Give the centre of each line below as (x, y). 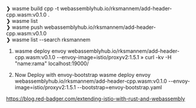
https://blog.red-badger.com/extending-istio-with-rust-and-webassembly (96, 99)
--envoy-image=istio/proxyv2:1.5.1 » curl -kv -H (114, 57)
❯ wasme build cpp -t (32, 9)
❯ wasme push (24, 27)
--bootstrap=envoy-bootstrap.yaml (120, 87)
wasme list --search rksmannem (51, 40)
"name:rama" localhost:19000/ (52, 63)
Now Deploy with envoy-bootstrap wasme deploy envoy (83, 75)
